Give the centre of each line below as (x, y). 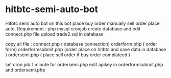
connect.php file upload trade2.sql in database (54, 34)
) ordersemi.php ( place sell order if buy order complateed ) (68, 55)
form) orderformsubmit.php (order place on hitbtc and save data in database (86, 49)
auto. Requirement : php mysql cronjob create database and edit (73, 28)
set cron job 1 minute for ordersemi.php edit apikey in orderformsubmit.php (84, 64)
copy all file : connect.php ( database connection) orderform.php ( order (81, 44)
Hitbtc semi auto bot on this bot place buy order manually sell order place (82, 23)
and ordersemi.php (25, 70)
